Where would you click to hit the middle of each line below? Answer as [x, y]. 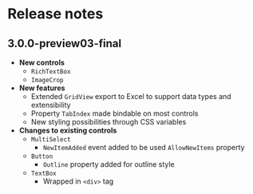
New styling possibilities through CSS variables [109, 122]
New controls [42, 62]
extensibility [51, 105]
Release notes [55, 14]
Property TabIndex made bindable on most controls [115, 113]
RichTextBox [51, 72]
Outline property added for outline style [109, 164]
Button [42, 156]
